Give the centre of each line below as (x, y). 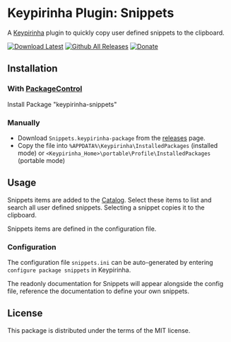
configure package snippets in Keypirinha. (69, 270)
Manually (24, 122)
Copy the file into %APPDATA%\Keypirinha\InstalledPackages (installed (118, 145)
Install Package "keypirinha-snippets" (62, 104)
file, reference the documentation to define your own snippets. (98, 291)
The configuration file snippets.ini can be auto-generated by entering (110, 263)
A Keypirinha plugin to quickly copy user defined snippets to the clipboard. (116, 33)
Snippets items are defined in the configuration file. (82, 229)
